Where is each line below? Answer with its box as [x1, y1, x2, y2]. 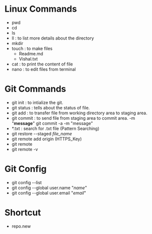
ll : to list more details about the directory [11, 35, 95, 41]
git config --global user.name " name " [11, 185, 87, 191]
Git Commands [4, 84, 66, 95]
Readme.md [19, 50, 43, 57]
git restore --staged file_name [11, 130, 73, 136]
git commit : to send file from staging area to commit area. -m [11, 115, 135, 121]
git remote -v [11, 146, 38, 152]
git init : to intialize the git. [11, 99, 64, 106]
